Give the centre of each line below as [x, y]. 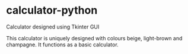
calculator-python [52, 10]
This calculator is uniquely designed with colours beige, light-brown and [94, 38]
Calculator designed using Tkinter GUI [53, 27]
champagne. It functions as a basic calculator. [62, 45]
